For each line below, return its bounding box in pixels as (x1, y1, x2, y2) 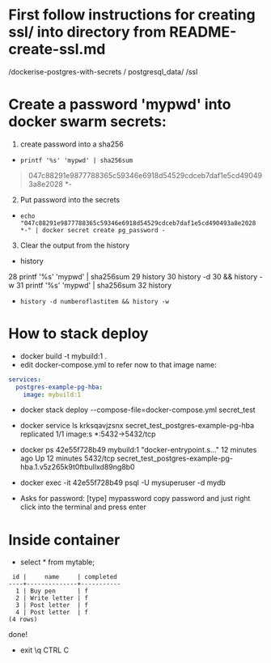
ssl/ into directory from (8, 23, 167, 41)
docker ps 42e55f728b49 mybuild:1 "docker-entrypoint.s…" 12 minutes (19, 445, 257, 455)
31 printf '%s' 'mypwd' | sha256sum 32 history (15, 280, 172, 290)
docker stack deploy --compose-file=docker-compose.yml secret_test (19, 405, 256, 414)
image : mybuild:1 (23, 390, 82, 398)
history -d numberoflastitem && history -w (19, 297, 170, 305)
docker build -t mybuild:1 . (19, 351, 108, 361)
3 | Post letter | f (15, 601, 89, 610)
